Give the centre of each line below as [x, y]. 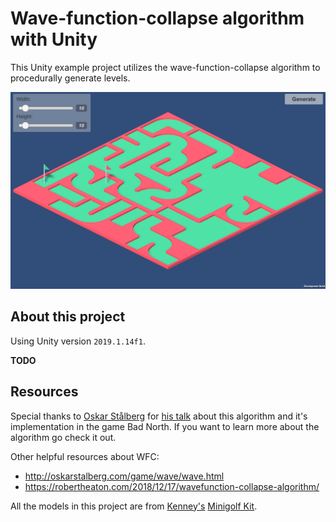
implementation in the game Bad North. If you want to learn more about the [165, 426]
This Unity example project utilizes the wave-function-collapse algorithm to [165, 67]
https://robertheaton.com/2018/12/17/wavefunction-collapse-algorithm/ [172, 486]
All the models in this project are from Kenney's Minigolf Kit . [134, 506]
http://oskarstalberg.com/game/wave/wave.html [124, 476]
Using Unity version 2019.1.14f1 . [78, 341]
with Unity [54, 39]
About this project [68, 317]
